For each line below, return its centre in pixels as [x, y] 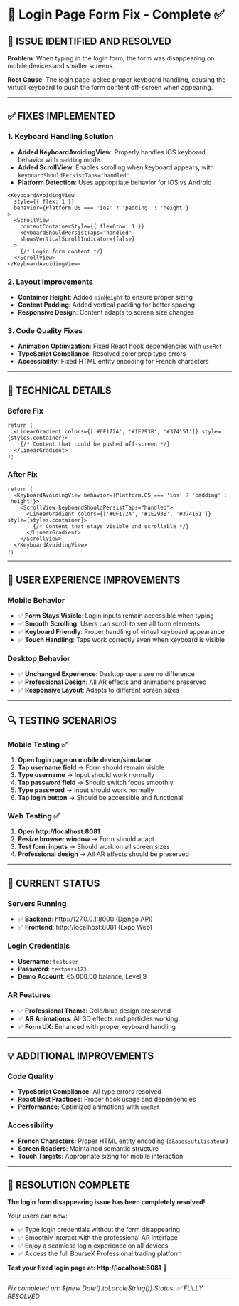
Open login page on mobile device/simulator [84, 759]
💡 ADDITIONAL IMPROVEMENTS [81, 1056]
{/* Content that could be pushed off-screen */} [95, 444]
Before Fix [26, 411]
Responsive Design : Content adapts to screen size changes [106, 312]
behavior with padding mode [59, 159]
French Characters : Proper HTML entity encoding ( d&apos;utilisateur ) [123, 1141]
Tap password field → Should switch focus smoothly [95, 782]
